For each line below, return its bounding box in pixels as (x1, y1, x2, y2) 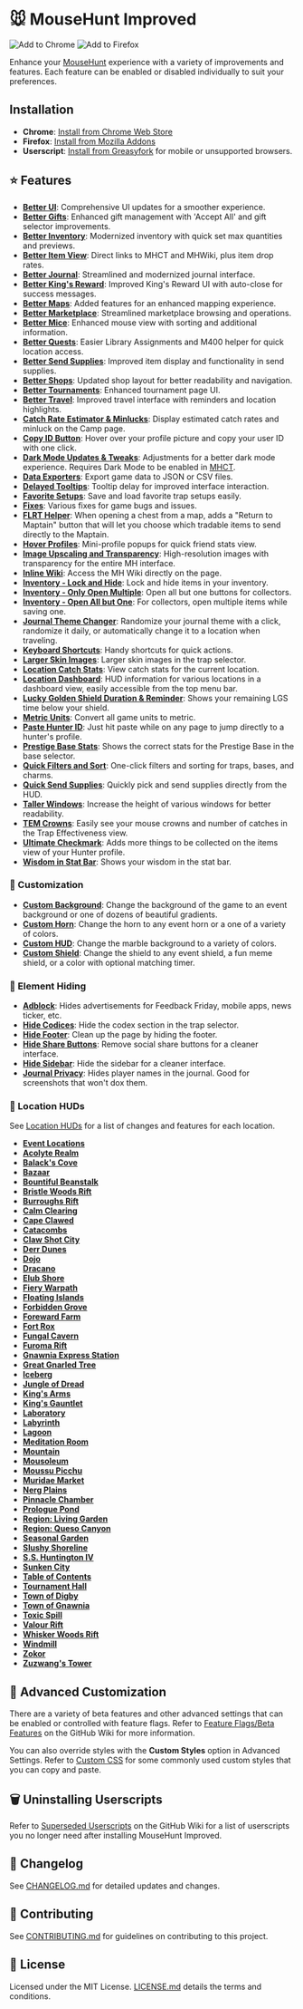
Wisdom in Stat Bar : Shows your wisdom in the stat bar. (22, 856, 232, 867)
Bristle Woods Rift (22, 1186, 92, 1197)
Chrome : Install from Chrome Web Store (22, 126, 174, 137)
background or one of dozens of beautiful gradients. (22, 909, 219, 920)
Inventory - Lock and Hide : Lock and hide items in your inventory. (22, 576, 269, 588)
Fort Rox (22, 1321, 56, 1332)
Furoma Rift (22, 1340, 68, 1351)
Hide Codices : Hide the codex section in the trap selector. (22, 1019, 240, 1030)
